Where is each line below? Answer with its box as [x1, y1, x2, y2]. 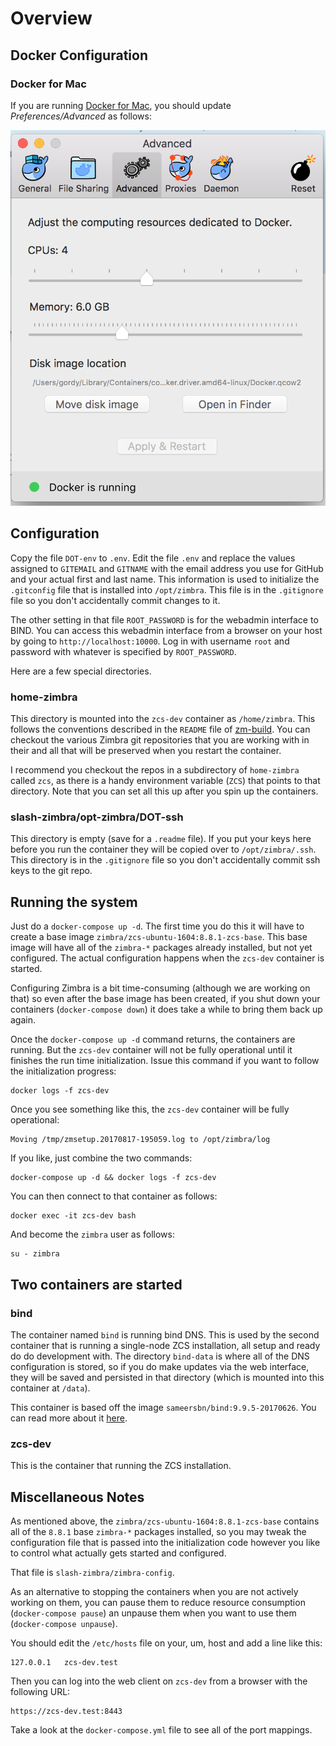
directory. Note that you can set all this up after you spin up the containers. [10, 785, 319, 797]
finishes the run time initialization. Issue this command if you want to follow [10, 1055, 320, 1067]
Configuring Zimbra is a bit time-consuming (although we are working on [10, 982, 311, 994]
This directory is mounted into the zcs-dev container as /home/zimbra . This [10, 713, 316, 725]
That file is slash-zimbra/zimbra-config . [10, 1567, 175, 1579]
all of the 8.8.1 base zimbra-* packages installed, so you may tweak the [10, 1526, 307, 1538]
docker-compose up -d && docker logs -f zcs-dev [10, 1173, 217, 1183]
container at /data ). [10, 1382, 91, 1394]
